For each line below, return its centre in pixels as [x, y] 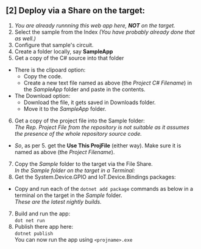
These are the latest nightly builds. [58, 201]
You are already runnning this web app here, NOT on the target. [95, 25]
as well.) [25, 38]
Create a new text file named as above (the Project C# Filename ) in [108, 83]
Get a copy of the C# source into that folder [69, 58]
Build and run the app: [42, 214]
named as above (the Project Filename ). [65, 152]
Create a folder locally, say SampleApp [64, 51]
